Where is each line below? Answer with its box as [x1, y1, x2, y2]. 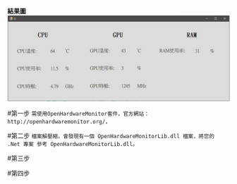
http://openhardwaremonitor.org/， [7, 118, 111, 125]
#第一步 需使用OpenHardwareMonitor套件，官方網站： [7, 109, 150, 117]
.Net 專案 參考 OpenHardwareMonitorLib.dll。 [7, 140, 138, 147]
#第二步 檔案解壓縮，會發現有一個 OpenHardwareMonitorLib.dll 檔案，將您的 [7, 131, 215, 140]
